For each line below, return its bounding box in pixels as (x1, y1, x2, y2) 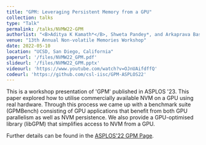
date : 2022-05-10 (6, 43, 51, 49)
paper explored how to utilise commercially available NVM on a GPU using (6, 94, 194, 102)
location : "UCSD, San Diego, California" (6, 49, 114, 55)
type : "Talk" (6, 20, 40, 26)
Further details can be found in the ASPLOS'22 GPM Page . (6, 132, 154, 140)
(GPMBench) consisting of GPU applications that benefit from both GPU (6, 107, 188, 115)
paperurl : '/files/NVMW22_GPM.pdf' (6, 54, 97, 60)
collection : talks (6, 15, 53, 21)
